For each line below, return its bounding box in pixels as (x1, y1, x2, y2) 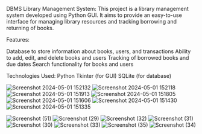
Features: (6, 36, 30, 43)
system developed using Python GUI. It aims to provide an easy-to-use (6, 11, 182, 19)
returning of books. (6, 24, 54, 31)
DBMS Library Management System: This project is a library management (6, 5, 189, 12)
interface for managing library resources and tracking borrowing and (6, 18, 177, 25)
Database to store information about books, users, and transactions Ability (6, 48, 191, 55)
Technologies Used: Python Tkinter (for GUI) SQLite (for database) (6, 72, 172, 79)
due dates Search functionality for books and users (6, 60, 134, 68)
